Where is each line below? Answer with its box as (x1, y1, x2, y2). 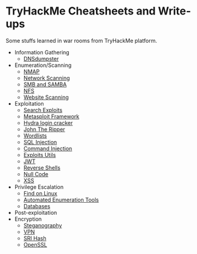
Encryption (14, 215, 42, 223)
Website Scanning (23, 94, 69, 101)
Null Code (23, 170, 49, 177)
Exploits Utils (23, 151, 56, 158)
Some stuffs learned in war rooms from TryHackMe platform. (5, 37, 158, 44)
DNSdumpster (23, 55, 59, 62)
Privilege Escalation (14, 183, 64, 191)
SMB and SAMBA (23, 80, 67, 88)
